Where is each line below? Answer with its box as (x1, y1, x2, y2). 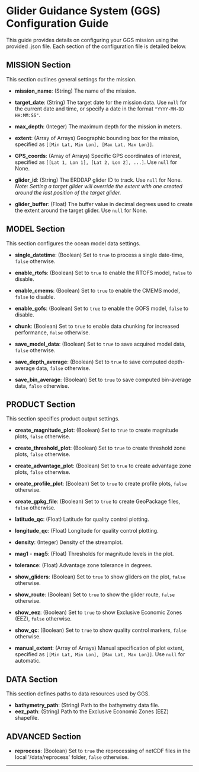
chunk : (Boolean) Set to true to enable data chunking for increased (14, 322, 179, 330)
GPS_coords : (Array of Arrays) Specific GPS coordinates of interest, (14, 152, 182, 159)
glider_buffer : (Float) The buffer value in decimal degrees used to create (14, 200, 193, 207)
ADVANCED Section (6, 732, 82, 742)
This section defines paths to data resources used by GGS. (6, 690, 150, 697)
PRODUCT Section (6, 399, 76, 409)
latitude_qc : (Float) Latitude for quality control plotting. (14, 515, 149, 523)
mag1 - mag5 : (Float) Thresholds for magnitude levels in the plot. (14, 550, 174, 558)
